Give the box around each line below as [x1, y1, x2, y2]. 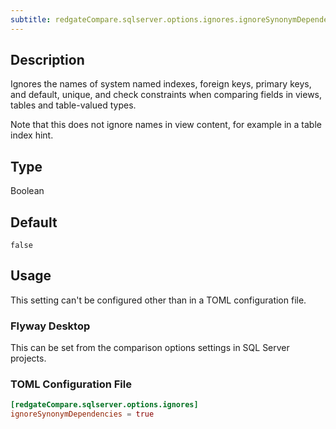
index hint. [10, 129, 54, 141]
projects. [10, 352, 47, 365]
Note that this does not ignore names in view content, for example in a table [10, 119, 322, 131]
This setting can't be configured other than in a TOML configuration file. [10, 294, 307, 306]
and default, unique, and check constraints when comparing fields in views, [10, 89, 323, 101]
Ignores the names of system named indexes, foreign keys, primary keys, [10, 78, 312, 90]
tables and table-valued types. [10, 99, 137, 111]
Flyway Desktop [10, 319, 91, 333]
